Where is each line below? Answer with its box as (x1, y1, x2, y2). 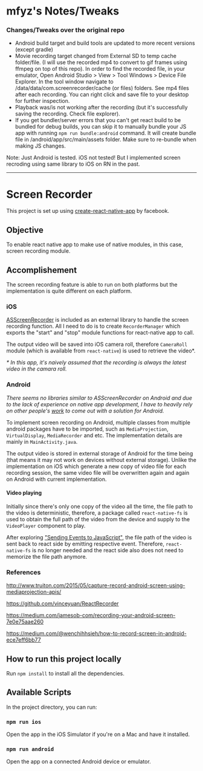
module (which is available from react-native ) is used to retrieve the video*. (6, 347, 196, 354)
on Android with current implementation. (6, 475, 107, 483)
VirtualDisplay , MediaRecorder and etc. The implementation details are (6, 431, 182, 439)
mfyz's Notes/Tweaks (6, 4, 120, 18)
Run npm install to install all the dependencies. (6, 669, 125, 677)
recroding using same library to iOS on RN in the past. (6, 160, 140, 168)
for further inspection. (14, 97, 70, 105)
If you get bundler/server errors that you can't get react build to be (14, 117, 181, 124)
